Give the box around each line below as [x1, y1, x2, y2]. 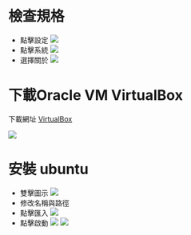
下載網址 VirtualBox [8, 114, 73, 124]
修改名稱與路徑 [19, 197, 70, 208]
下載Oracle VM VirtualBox [8, 86, 184, 105]
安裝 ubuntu [8, 161, 90, 178]
